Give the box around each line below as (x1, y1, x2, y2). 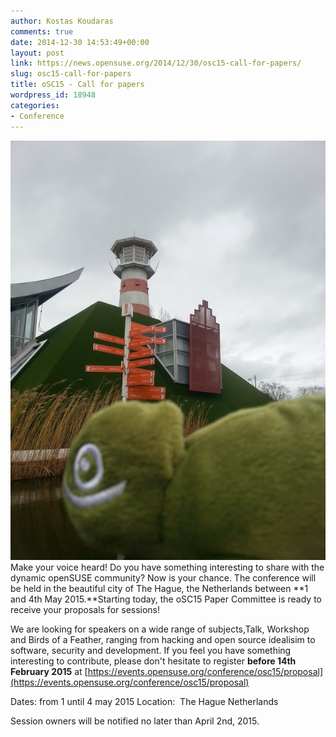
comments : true (10, 26, 74, 37)
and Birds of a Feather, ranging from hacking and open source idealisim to (10, 633, 316, 645)
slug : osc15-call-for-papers (10, 69, 132, 79)
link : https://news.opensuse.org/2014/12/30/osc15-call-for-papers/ (10, 58, 302, 69)
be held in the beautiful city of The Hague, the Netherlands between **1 (10, 582, 309, 594)
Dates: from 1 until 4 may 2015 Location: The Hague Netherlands (10, 695, 279, 707)
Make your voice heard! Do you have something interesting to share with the (10, 561, 325, 573)
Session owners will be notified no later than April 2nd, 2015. (10, 715, 260, 727)
